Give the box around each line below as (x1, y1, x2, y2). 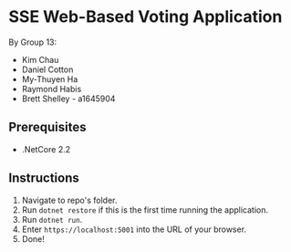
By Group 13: (8, 37, 57, 47)
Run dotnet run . (21, 214, 83, 225)
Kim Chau (21, 54, 59, 65)
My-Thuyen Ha (21, 73, 78, 84)
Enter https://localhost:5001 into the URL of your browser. (21, 224, 247, 235)
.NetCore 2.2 (21, 143, 70, 154)
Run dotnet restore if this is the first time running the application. (21, 204, 269, 215)
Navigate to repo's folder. (21, 194, 118, 205)
